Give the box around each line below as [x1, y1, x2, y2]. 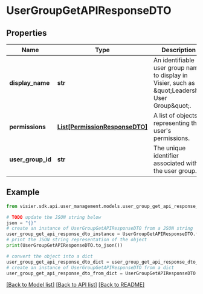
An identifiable [153, 56, 195, 64]
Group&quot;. [153, 101, 192, 110]
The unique [153, 144, 186, 152]
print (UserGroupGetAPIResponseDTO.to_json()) [6, 242, 123, 249]
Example [6, 187, 40, 198]
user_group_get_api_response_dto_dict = [6, 259, 110, 265]
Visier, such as [153, 79, 195, 87]
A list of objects [153, 112, 198, 119]
